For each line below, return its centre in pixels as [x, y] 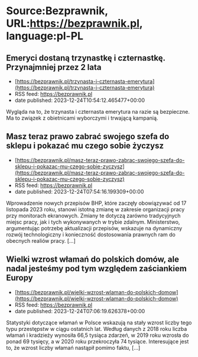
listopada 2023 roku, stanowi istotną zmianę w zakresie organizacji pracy [95, 209]
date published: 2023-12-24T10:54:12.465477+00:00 [79, 100]
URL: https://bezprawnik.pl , [74, 23]
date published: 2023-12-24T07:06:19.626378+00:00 [80, 311]
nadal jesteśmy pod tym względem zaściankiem [97, 268]
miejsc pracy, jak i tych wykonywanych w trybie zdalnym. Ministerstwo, [93, 222]
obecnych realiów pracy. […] [41, 240]
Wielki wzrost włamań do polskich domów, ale [92, 260]
